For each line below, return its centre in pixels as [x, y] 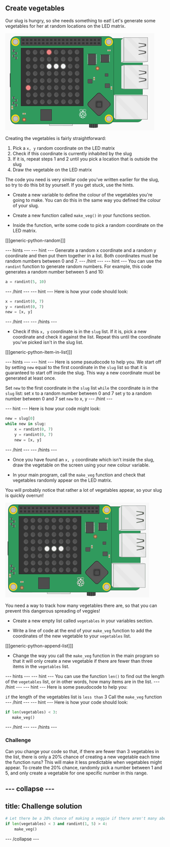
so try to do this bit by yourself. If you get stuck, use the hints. [70, 185]
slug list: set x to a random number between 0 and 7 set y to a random [78, 393]
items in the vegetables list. [41, 666]
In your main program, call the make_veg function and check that [79, 475]
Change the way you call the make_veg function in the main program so [86, 655]
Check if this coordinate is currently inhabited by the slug [72, 153]
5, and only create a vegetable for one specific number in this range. [77, 773]
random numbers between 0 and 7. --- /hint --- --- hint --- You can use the [83, 261]
